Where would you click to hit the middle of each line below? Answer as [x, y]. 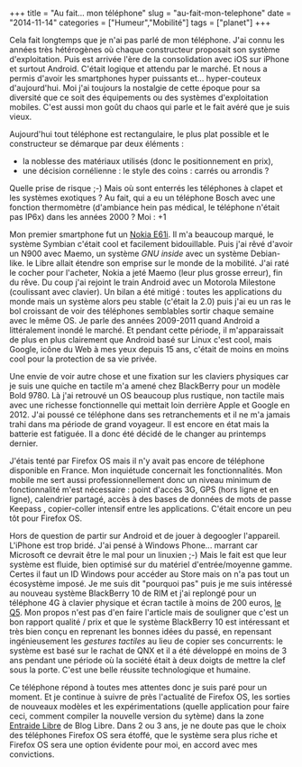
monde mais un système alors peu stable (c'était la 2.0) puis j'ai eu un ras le [150, 301]
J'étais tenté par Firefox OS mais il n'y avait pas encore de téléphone [137, 461]
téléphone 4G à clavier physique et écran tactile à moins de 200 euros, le [146, 603]
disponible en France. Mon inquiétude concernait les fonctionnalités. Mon [146, 470]
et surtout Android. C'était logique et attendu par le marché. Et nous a [138, 68]
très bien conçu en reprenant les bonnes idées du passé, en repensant [141, 631]
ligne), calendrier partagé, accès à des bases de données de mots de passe [151, 499]
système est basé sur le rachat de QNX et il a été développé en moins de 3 [148, 651]
